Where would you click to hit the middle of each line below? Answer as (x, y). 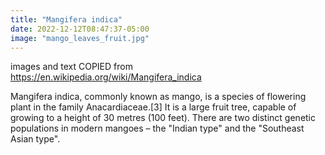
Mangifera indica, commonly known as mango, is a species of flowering (158, 97)
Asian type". (35, 139)
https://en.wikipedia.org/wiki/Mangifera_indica (106, 77)
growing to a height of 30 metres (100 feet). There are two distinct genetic (163, 118)
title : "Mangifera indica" (66, 19)
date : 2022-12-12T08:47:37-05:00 (80, 29)
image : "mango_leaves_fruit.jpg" (80, 38)
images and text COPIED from (71, 67)
